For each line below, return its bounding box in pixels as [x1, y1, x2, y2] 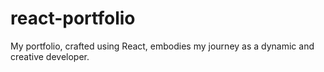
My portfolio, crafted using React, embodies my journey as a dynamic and [10, 40, 315, 52]
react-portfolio [10, 7, 136, 30]
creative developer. [10, 50, 90, 62]
